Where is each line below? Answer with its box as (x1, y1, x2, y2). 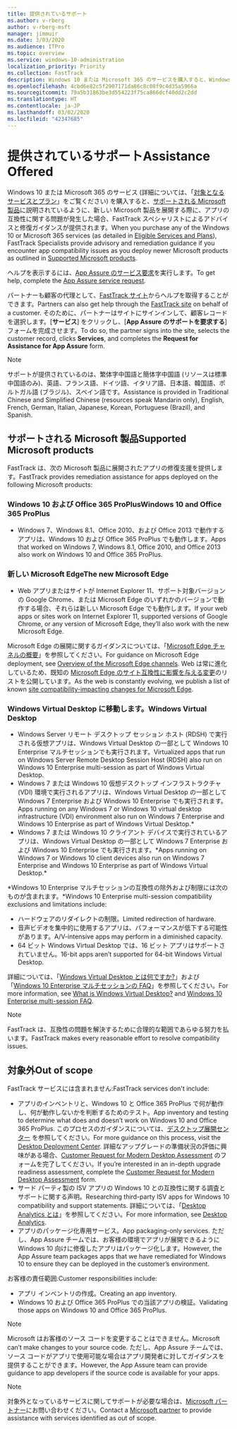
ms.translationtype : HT (7, 96, 78, 103)
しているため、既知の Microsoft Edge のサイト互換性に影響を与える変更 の (7, 668, 222, 676)
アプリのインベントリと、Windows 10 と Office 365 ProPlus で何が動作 (17, 1100, 224, 1108)
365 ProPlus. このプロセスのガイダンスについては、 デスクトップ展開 (17, 1124, 217, 1133)
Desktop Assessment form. (17, 1175, 97, 1184)
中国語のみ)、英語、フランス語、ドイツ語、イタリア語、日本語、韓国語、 (7, 379, 220, 387)
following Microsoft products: (7, 481, 93, 489)
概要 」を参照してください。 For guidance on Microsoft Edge (25, 650, 200, 659)
